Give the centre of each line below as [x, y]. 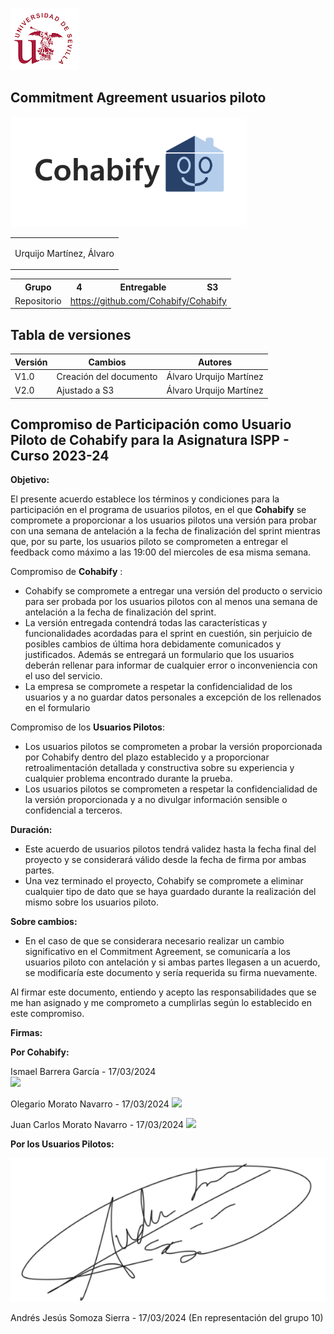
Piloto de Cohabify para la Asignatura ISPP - [150, 440]
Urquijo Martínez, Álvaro [64, 253]
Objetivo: [30, 480]
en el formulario [57, 708]
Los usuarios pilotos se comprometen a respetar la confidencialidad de [171, 789]
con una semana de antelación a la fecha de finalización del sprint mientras [165, 531]
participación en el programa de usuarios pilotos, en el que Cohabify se [158, 510]
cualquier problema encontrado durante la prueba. [128, 779]
